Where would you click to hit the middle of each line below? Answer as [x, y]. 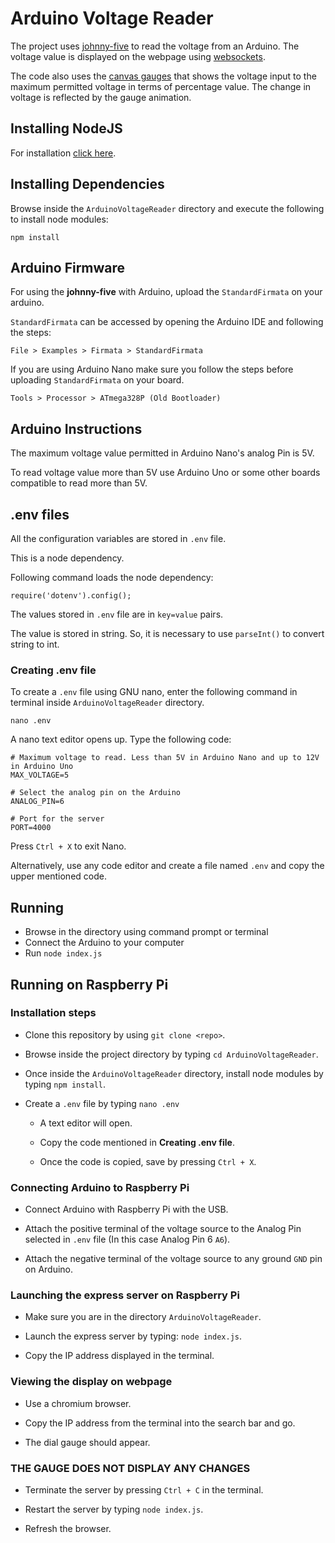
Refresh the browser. [68, 1528]
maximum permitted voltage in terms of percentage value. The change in [161, 86]
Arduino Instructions [76, 428]
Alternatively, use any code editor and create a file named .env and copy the [167, 866]
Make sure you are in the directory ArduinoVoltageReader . [143, 1317]
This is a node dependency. [67, 558]
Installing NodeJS [66, 128]
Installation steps [53, 1013]
